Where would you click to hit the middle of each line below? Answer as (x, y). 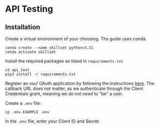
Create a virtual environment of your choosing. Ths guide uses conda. (76, 39)
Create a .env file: (23, 103)
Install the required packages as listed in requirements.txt (64, 61)
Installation (23, 27)
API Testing (29, 9)
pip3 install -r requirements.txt (41, 74)
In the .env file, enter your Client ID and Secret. (53, 121)
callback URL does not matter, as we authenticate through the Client (74, 88)
